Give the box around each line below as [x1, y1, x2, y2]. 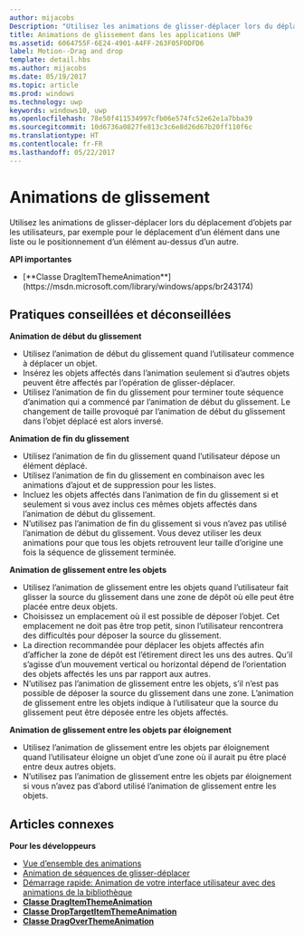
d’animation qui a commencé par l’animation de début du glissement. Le [22, 396, 291, 407]
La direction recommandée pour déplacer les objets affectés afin [22, 640, 264, 651]
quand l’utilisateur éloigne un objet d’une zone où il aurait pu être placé [22, 752, 287, 763]
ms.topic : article [9, 81, 79, 90]
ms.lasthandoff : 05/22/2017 [9, 148, 116, 157]
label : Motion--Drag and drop [9, 47, 124, 56]
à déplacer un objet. [22, 358, 98, 369]
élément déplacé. [22, 461, 88, 472]
